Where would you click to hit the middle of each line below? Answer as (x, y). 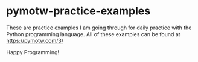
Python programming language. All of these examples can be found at (93, 34)
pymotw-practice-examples (78, 11)
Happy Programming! (33, 52)
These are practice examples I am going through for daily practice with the (99, 28)
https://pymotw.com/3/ (35, 40)
